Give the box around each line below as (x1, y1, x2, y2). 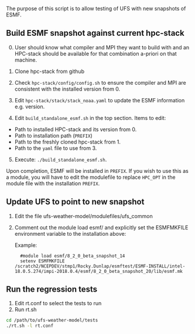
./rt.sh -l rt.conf (6, 323, 54, 329)
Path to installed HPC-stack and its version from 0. (14, 126, 137, 133)
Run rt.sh (14, 306, 37, 313)
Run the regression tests (6, 285, 98, 295)
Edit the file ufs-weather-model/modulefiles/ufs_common (14, 212, 153, 219)
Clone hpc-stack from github (14, 68, 85, 75)
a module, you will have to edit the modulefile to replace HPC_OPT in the (6, 173, 176, 181)
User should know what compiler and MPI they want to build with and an (14, 44, 190, 51)
